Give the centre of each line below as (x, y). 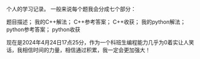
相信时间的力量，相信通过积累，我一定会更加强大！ (86, 50)
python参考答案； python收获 (43, 29)
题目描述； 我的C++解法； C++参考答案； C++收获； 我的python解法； (96, 22)
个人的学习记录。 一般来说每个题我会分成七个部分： (71, 9)
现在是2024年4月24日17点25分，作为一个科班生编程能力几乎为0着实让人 (98, 42)
